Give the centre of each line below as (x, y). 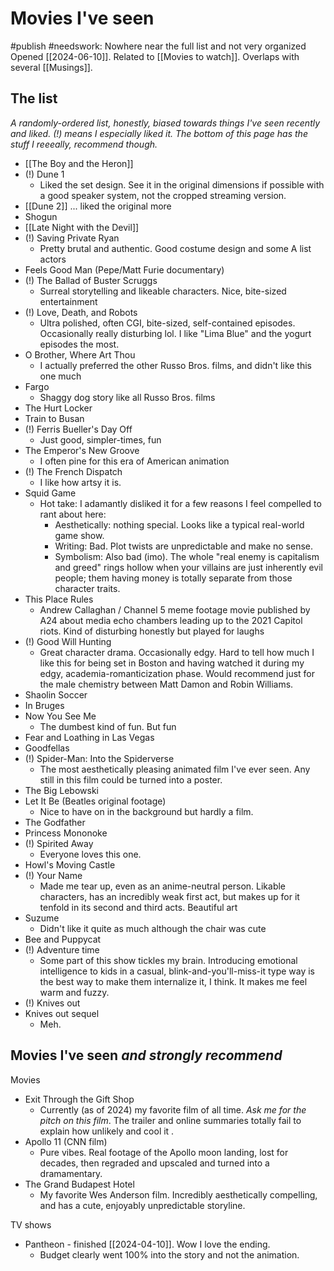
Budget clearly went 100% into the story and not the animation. (169, 1254)
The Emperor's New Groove (82, 450)
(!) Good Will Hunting (68, 641)
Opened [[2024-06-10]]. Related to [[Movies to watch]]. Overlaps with (155, 56)
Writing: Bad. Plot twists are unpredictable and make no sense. (184, 546)
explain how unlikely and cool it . (107, 1131)
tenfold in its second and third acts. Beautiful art (138, 907)
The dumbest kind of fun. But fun (108, 726)
